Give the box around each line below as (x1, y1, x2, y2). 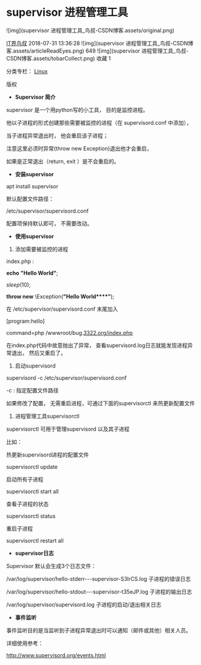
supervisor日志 (14, 549, 54, 557)
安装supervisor (14, 170, 54, 177)
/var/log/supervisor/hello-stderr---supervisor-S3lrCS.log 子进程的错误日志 (6, 575, 191, 582)
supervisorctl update (6, 463, 58, 470)
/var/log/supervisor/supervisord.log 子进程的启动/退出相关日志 (6, 601, 162, 608)
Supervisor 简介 (14, 93, 56, 101)
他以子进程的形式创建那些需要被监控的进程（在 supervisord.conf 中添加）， (6, 119, 192, 126)
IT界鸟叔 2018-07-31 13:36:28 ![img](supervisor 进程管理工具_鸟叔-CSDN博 (6, 39, 194, 47)
